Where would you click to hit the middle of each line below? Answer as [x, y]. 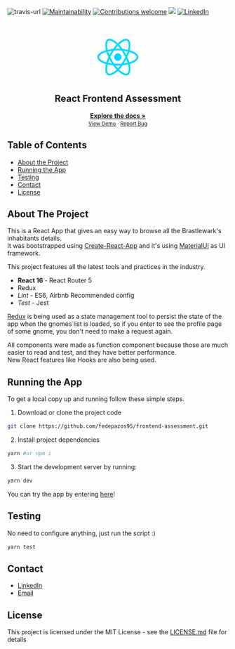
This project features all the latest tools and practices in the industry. [106, 267]
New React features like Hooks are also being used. [82, 360]
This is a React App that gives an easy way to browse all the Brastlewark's [115, 231]
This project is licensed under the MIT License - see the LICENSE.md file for [117, 632]
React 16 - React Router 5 [55, 280]
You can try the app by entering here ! [61, 494]
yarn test [22, 547]
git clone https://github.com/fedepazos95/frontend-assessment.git [108, 426]
